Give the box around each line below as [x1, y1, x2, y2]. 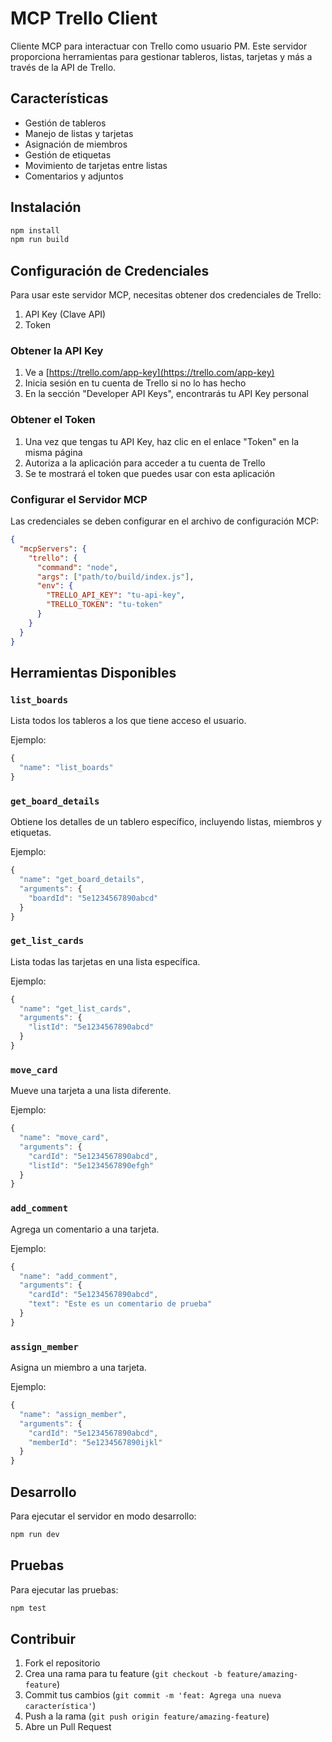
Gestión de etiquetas [24, 148, 112, 161]
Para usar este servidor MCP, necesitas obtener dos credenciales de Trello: [10, 289, 322, 301]
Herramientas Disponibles [10, 664, 177, 681]
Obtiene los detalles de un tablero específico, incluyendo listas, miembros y [10, 816, 322, 828]
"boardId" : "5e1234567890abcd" [28, 893, 159, 903]
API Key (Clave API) [24, 308, 107, 321]
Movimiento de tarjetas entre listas [24, 159, 168, 171]
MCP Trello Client [10, 7, 158, 30]
